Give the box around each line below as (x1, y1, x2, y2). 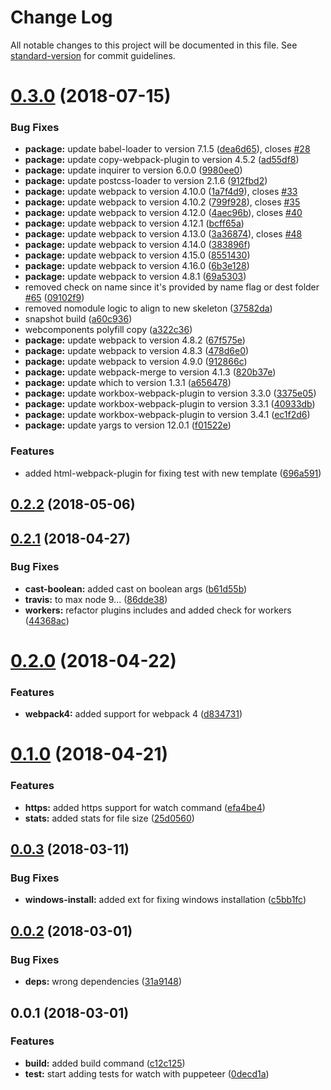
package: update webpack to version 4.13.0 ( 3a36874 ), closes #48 (24, 228, 303, 240)
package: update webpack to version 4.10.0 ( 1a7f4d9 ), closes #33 (24, 186, 298, 198)
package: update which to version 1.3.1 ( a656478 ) (24, 377, 232, 389)
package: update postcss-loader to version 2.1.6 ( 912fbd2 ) (24, 175, 268, 187)
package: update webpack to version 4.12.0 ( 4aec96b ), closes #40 (24, 207, 303, 219)
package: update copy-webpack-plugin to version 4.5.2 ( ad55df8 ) (24, 154, 300, 166)
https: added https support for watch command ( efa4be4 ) (24, 801, 266, 813)
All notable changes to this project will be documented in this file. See (10, 39, 298, 51)
